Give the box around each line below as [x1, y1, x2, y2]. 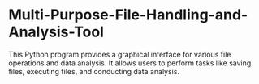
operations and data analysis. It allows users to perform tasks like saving [8, 58, 252, 68]
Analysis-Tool [8, 23, 104, 41]
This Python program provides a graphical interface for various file [8, 49, 231, 59]
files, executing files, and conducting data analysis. [8, 66, 180, 76]
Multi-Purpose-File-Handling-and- [8, 6, 248, 24]
